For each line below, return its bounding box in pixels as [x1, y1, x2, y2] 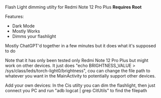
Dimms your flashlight [12, 34, 56, 39]
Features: [5, 14, 24, 19]
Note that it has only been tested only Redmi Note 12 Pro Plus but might [5, 58, 149, 63]
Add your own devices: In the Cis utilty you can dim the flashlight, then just [5, 82, 156, 88]
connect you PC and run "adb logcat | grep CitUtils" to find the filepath [5, 88, 147, 93]
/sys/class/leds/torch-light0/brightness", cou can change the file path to [5, 68, 150, 74]
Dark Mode [12, 23, 35, 29]
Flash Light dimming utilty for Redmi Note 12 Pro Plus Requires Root [5, 4, 142, 10]
